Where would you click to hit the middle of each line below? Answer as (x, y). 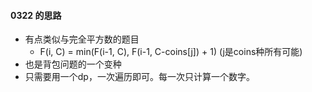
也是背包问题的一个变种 (73, 64)
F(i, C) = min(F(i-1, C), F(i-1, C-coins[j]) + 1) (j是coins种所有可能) (171, 52)
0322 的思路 (36, 15)
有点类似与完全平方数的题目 (82, 39)
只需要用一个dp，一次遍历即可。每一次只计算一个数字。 (139, 77)
